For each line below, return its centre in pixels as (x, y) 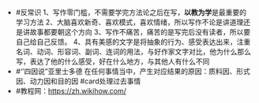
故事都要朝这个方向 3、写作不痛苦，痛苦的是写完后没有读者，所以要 (140, 32)
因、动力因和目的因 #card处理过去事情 (78, 81)
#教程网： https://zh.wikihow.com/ (71, 91)
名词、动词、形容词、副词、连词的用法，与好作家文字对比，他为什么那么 (133, 51)
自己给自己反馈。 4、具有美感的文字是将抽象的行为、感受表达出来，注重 (133, 42)
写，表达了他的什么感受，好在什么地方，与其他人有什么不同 (113, 61)
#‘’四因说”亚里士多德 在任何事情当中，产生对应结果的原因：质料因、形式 (133, 71)
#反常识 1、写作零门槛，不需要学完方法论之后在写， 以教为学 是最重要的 (131, 12)
